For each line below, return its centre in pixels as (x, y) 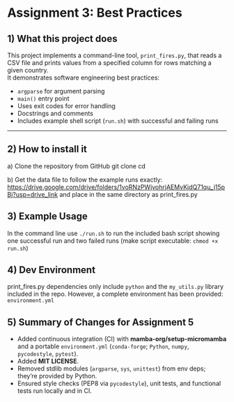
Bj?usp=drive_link (32, 194)
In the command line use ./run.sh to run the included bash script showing (114, 233)
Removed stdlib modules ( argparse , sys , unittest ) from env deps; (111, 368)
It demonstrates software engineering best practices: (84, 77)
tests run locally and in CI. (55, 391)
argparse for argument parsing (61, 91)
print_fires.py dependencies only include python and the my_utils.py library (116, 287)
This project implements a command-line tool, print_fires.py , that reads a (115, 55)
